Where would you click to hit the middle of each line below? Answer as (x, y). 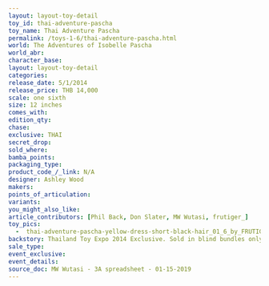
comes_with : (28, 113)
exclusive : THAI (35, 135)
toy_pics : (25, 224)
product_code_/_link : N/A (51, 172)
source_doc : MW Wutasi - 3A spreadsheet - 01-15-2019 (100, 269)
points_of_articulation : (50, 194)
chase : (19, 127)
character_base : (35, 61)
